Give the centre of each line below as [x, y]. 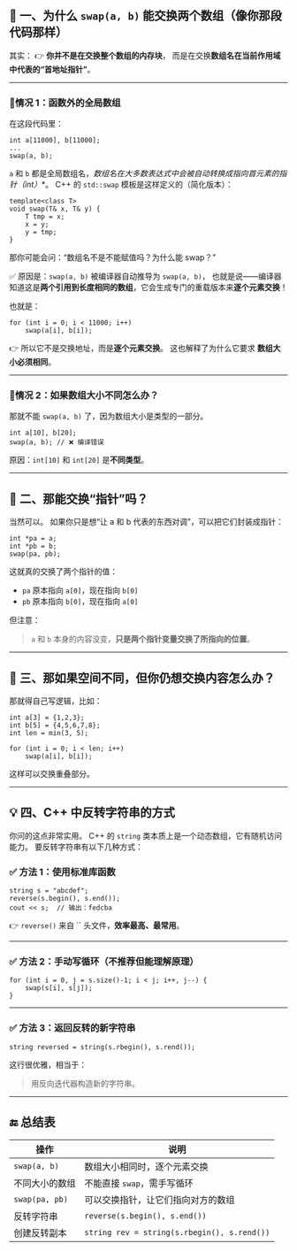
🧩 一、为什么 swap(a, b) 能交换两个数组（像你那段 [146, 16]
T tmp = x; [45, 217]
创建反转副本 [41, 1232]
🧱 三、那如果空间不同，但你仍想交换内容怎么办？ [142, 678]
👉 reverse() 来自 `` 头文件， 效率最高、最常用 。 [97, 925]
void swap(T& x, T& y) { [55, 209]
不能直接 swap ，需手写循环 [139, 1183]
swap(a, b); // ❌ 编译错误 [57, 442]
